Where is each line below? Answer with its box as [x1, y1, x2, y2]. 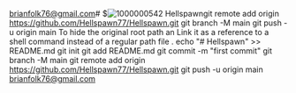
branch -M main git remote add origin [9, 55, 146, 65]
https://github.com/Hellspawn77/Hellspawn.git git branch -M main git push [9, 18, 283, 28]
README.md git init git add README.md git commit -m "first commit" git [9, 46, 272, 56]
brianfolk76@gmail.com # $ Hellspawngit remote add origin [9, 9, 280, 18]
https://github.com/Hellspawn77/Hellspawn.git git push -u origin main [9, 64, 263, 75]
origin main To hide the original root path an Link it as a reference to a [16, 27, 269, 37]
